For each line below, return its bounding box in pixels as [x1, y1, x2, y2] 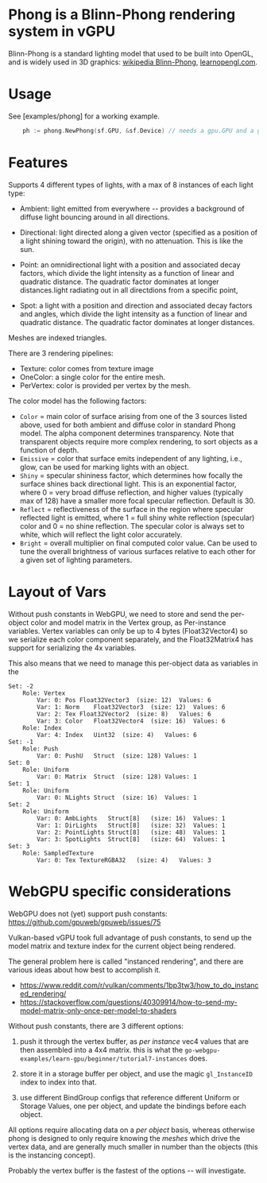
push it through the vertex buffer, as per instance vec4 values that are [19, 1036, 249, 1046]
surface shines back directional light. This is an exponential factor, [19, 479, 237, 488]
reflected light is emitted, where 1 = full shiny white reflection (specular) [19, 513, 255, 522]
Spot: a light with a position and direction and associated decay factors [19, 301, 253, 310]
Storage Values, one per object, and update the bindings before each [19, 1101, 246, 1111]
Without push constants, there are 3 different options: [8, 1021, 184, 1030]
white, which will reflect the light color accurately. [19, 529, 183, 539]
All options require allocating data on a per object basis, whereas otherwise [8, 1125, 256, 1135]
